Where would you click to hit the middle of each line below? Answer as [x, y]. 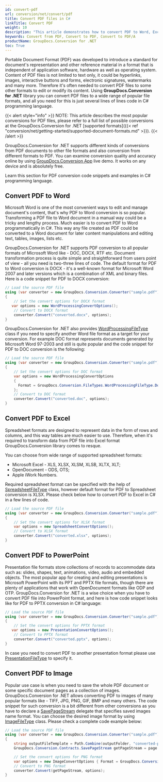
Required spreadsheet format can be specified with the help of [68, 484]
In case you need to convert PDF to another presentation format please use [80, 653]
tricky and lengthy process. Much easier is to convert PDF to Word [72, 223]
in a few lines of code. [27, 500]
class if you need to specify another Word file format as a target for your [77, 334]
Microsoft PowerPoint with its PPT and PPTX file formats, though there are [79, 582]
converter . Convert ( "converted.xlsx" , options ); [63, 536]
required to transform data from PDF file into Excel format [63, 441]
